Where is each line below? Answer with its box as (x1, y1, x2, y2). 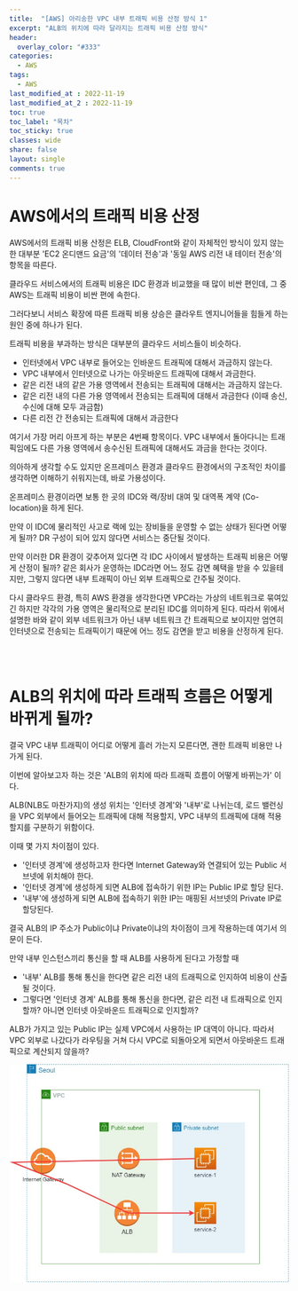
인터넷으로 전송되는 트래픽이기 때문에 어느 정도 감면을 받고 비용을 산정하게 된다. (9, 626, 284, 636)
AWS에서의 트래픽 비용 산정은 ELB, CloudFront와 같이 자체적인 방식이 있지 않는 (9, 237, 285, 248)
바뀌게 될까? (9, 708, 94, 728)
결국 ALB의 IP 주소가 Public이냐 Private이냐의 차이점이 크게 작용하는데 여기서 (9, 923, 278, 933)
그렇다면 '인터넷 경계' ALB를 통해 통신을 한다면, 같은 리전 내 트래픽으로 (21, 994, 266, 1004)
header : (9, 33, 38, 42)
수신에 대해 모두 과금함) (21, 401, 104, 412)
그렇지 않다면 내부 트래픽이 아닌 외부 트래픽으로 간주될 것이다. (27, 573, 241, 584)
